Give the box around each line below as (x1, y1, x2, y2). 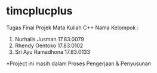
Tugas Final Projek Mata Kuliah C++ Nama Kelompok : (6, 24, 139, 31)
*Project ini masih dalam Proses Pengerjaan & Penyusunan (6, 60, 151, 67)
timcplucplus (6, 4, 73, 18)
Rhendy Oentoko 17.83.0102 (14, 42, 84, 49)
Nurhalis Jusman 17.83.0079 (14, 35, 85, 42)
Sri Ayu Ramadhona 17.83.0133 (14, 48, 91, 55)
